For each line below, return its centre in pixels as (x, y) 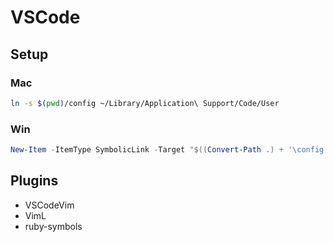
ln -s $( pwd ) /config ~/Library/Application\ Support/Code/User (145, 103)
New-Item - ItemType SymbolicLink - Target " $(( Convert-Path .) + (147, 150)
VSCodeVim (49, 205)
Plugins (34, 181)
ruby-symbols (53, 226)
